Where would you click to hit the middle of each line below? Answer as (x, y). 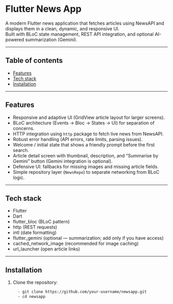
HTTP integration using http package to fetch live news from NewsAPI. (88, 134)
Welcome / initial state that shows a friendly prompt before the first (84, 145)
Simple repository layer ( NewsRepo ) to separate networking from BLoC (86, 172)
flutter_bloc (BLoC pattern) (41, 222)
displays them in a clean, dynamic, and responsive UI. (62, 28)
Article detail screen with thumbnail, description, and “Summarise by (85, 155)
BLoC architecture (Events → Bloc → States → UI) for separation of (84, 123)
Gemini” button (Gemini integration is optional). (63, 161)
